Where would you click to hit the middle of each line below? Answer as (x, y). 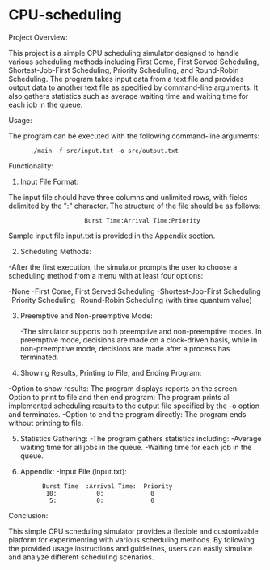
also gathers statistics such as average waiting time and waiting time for (129, 96)
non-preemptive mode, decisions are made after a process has (125, 348)
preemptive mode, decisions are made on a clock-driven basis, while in (139, 340)
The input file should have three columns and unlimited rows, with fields (128, 197)
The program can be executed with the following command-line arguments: (134, 136)
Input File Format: (49, 181)
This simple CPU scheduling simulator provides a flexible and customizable (133, 531)
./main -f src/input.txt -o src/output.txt (104, 151)
